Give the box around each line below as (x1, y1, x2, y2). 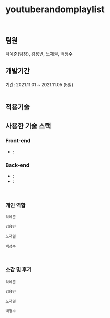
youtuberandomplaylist (5, 4, 105, 15)
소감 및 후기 (5, 266, 32, 273)
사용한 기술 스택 (5, 122, 51, 130)
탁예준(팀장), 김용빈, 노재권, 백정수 (5, 51, 73, 57)
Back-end (5, 161, 30, 168)
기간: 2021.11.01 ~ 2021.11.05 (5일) (5, 81, 74, 87)
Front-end (5, 137, 31, 144)
